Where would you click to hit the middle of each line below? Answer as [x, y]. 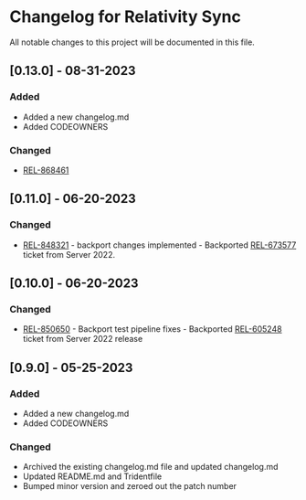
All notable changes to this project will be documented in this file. [132, 42]
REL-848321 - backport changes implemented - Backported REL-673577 [159, 245]
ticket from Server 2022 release [83, 339]
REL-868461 [46, 170]
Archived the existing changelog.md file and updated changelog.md [150, 467]
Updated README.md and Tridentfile [92, 476]
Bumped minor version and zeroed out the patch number [130, 486]
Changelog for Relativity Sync [126, 17]
